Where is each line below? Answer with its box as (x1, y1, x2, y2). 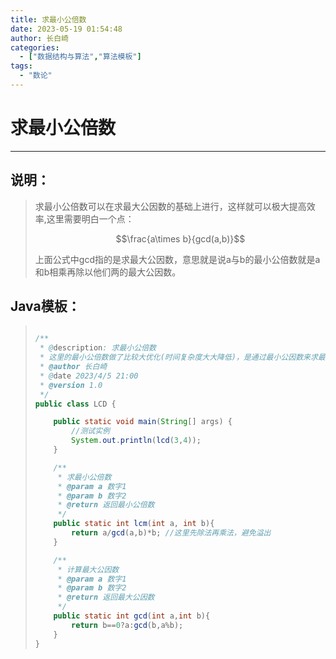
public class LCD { (34, 399, 117, 409)
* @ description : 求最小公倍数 (39, 343, 157, 353)
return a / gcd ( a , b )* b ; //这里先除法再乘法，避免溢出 (71, 528, 272, 538)
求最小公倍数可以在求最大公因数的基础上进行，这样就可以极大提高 (34, 200, 307, 212)
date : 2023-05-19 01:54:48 (10, 24, 123, 34)
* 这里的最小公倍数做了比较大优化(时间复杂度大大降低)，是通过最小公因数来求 (39, 352, 318, 363)
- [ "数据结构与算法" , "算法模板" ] (19, 52, 142, 62)
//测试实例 (71, 426, 110, 436)
